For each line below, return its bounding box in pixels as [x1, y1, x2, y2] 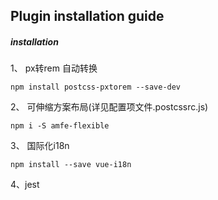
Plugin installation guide [10, 8, 165, 25]
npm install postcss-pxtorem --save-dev [10, 82, 182, 93]
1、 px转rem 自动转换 [10, 62, 98, 74]
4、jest [10, 179, 40, 191]
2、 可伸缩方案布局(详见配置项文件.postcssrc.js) [10, 101, 209, 113]
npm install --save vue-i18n [10, 160, 132, 170]
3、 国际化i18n [10, 140, 70, 152]
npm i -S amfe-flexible [10, 121, 110, 131]
